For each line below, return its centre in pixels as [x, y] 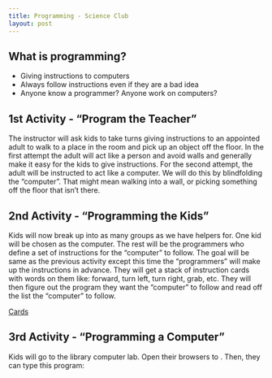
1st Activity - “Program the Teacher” [103, 119]
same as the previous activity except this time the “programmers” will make [135, 261]
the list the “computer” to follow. [62, 295]
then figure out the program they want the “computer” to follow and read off [135, 287]
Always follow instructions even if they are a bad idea [109, 85]
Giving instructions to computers [75, 76]
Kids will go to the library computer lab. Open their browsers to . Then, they [134, 356]
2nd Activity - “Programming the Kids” [109, 216]
